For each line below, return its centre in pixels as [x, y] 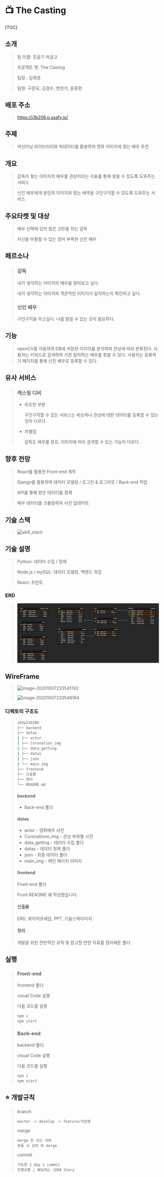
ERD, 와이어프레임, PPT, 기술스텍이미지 [54, 918]
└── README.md [31, 785]
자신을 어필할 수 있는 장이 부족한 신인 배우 [57, 239]
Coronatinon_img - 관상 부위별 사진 [59, 836]
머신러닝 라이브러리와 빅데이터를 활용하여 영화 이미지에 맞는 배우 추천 [83, 147]
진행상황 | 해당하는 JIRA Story [46, 1170]
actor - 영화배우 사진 [44, 830]
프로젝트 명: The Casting [41, 67]
